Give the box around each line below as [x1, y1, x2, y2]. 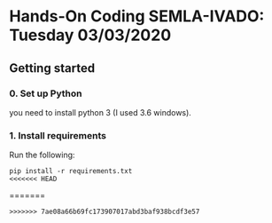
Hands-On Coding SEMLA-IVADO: [9, 6, 265, 27]
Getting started [9, 60, 96, 76]
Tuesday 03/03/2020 [9, 25, 172, 45]
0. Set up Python [9, 87, 82, 100]
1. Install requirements [9, 129, 106, 141]
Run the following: [9, 149, 75, 161]
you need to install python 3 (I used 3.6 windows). [9, 107, 192, 117]
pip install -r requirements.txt [9, 167, 133, 176]
